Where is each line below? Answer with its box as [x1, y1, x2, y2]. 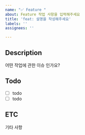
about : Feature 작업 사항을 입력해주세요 [5, 12, 81, 17]
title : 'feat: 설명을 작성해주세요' [5, 16, 72, 21]
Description [5, 48, 42, 57]
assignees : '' [5, 26, 35, 31]
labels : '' [5, 21, 28, 26]
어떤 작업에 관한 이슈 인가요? [5, 62, 60, 68]
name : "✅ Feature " [5, 7, 46, 12]
